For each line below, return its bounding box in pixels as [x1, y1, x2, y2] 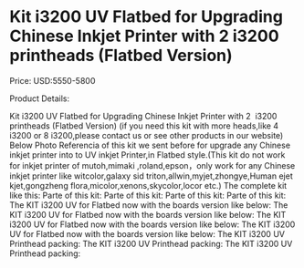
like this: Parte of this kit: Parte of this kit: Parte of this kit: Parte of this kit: [9, 190, 287, 201]
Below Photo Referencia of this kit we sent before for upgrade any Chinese [9, 139, 290, 150]
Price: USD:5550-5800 [9, 75, 96, 86]
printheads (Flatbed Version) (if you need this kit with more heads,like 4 [9, 120, 279, 131]
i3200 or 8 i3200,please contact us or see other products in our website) [9, 129, 284, 140]
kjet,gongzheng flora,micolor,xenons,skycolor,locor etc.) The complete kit [9, 180, 288, 191]
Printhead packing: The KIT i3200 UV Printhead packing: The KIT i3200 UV [9, 238, 293, 249]
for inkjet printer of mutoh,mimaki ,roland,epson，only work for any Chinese [9, 160, 296, 170]
